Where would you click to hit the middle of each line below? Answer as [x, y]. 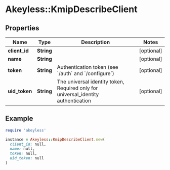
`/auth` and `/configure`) [86, 73]
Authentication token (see [88, 67]
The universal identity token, [91, 82]
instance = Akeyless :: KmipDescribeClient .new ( [55, 139]
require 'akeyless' [26, 130]
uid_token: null [27, 158]
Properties [22, 28]
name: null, [23, 149]
